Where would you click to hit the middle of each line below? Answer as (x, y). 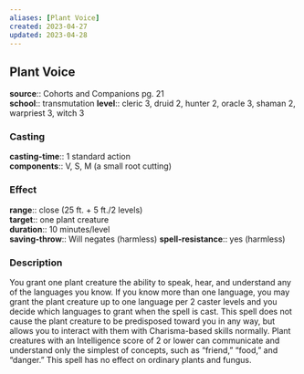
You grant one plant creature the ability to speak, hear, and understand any (151, 283)
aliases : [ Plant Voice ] (55, 18)
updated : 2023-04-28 (49, 35)
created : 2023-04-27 (49, 26)
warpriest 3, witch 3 (47, 113)
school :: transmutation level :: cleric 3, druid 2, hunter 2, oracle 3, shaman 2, (152, 104)
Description (36, 263)
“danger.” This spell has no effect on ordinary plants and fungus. (131, 360)
